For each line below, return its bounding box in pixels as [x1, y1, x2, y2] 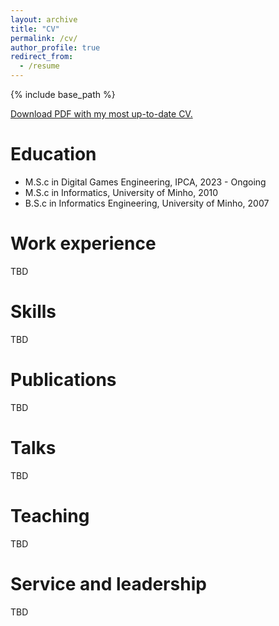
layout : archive [10, 14, 78, 25]
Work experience [10, 232, 157, 255]
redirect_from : [10, 52, 74, 62]
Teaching [10, 504, 90, 527]
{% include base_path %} [10, 89, 116, 100]
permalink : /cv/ [10, 33, 78, 43]
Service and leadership [10, 572, 207, 595]
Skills [10, 301, 57, 323]
